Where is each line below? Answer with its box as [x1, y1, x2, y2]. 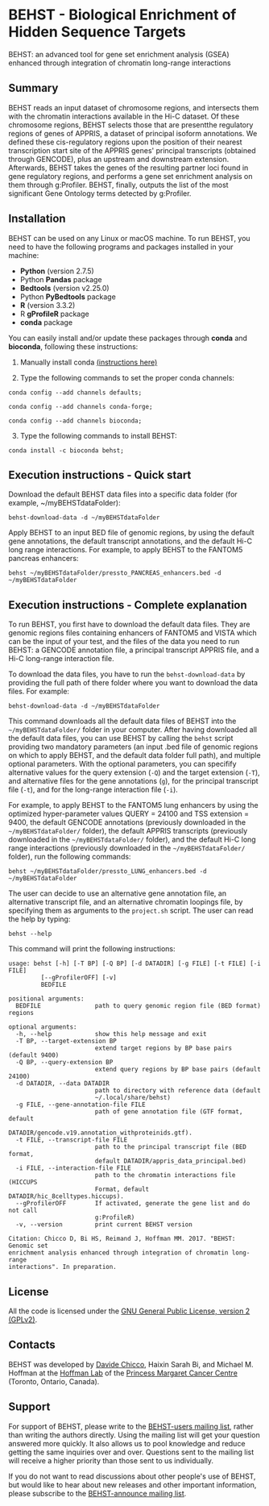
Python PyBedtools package [19, 292, 117, 302]
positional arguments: [8, 995, 85, 1003]
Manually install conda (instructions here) [19, 357, 158, 367]
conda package [19, 317, 73, 327]
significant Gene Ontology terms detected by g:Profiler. [8, 188, 192, 198]
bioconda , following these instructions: [8, 341, 139, 352]
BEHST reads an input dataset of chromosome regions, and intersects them [8, 102, 259, 112]
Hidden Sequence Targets [8, 23, 187, 41]
